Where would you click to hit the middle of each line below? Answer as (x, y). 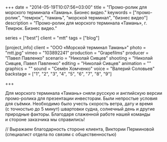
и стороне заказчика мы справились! (45, 119)
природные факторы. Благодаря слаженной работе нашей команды (78, 114)
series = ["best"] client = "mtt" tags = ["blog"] (52, 38)
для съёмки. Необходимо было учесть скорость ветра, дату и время (79, 104)
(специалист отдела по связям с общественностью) (61, 134)
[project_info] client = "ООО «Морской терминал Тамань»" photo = (76, 47)
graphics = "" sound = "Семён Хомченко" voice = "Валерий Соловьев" (80, 69)
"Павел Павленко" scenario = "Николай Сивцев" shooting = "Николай (79, 58)
